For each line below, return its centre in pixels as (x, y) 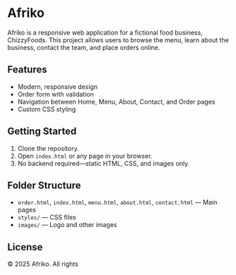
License (25, 247)
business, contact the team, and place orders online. (84, 47)
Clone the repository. (48, 148)
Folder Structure (44, 185)
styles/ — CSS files (47, 217)
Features (27, 69)
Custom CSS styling (47, 109)
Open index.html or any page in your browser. (85, 156)
